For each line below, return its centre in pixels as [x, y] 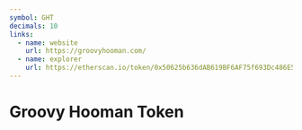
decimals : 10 [34, 26]
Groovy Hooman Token [97, 112]
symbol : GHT [31, 17]
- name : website [48, 43]
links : [22, 34]
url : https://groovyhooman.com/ [86, 51]
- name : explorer [50, 59]
